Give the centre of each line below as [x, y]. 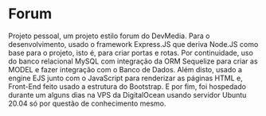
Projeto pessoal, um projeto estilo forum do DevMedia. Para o [109, 36]
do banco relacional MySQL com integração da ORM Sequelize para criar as [133, 61]
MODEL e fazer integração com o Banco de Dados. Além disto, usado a [125, 69]
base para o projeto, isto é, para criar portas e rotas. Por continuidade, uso [131, 52]
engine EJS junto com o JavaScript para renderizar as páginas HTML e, [125, 78]
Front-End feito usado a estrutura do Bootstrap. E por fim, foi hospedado [127, 86]
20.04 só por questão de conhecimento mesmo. [87, 103]
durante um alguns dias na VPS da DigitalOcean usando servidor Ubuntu [127, 95]
